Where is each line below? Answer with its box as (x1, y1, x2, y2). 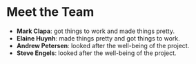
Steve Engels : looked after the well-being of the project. (16, 49, 177, 57)
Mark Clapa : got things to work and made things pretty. (16, 27, 175, 35)
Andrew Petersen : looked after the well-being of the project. (16, 41, 190, 50)
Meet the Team (6, 4, 95, 20)
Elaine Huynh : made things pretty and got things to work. (16, 34, 180, 42)
